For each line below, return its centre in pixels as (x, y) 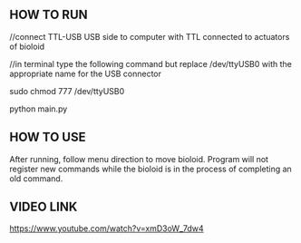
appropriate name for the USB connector (85, 73)
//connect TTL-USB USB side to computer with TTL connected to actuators (150, 36)
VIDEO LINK (44, 207)
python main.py (39, 109)
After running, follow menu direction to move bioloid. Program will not (139, 159)
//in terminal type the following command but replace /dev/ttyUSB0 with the (150, 63)
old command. (36, 178)
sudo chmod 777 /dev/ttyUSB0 (67, 91)
